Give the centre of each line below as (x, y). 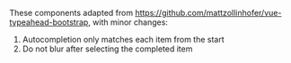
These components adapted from (71, 13)
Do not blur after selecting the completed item (107, 49)
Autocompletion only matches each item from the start (123, 39)
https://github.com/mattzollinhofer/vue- (208, 13)
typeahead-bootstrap (49, 22)
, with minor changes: (128, 22)
